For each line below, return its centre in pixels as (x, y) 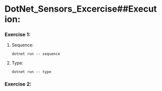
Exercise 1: (18, 35)
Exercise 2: (18, 84)
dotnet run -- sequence (36, 54)
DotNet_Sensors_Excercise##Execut (81, 9)
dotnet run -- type (31, 72)
